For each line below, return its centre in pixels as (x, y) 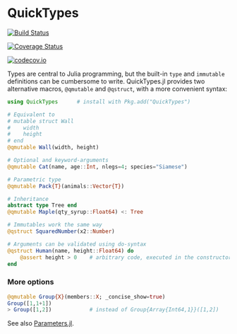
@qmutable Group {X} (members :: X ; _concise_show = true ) (86, 296)
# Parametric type (34, 179)
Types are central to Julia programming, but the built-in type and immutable (116, 74)
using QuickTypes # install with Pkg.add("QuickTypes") (99, 102)
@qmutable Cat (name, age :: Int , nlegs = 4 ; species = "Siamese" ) (98, 167)
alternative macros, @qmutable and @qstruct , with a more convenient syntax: (117, 88)
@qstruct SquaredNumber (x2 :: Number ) (61, 231)
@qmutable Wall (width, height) (53, 148)
